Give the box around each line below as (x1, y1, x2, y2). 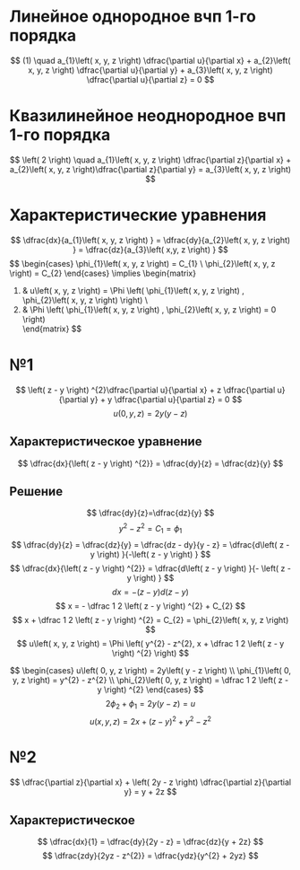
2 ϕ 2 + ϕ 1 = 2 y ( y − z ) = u (106, 698, 195, 711)
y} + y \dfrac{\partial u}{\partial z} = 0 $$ (90, 393, 243, 405)
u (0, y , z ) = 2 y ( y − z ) (113, 408, 188, 418)
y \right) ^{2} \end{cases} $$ (97, 684, 204, 695)
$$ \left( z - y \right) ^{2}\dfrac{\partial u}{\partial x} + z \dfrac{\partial (15, 384, 276, 395)
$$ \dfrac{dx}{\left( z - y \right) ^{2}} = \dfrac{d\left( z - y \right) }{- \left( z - (10, 563, 291, 574)
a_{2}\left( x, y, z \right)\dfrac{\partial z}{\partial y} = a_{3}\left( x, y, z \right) (9, 163, 292, 174)
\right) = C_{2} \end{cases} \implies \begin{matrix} (9, 268, 197, 278)
